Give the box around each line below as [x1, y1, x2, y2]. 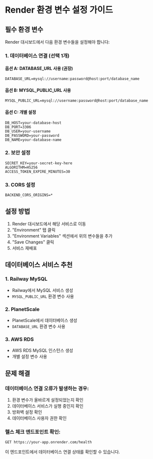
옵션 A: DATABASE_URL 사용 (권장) [5, 65, 74, 71]
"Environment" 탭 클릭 [12, 227, 56, 233]
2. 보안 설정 [5, 149, 31, 156]
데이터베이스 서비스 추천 [5, 261, 73, 269]
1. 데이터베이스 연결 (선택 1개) [5, 52, 70, 59]
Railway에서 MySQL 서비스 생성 [12, 287, 74, 293]
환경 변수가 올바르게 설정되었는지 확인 [12, 397, 84, 403]
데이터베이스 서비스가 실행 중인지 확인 [12, 403, 84, 408]
